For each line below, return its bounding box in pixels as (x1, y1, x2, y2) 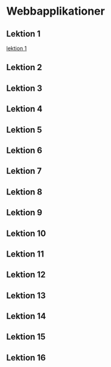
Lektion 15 (6, 332, 45, 342)
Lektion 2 (6, 62, 42, 73)
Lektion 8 (6, 187, 42, 197)
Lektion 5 (6, 124, 42, 135)
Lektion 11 (6, 249, 44, 259)
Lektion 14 (6, 311, 47, 321)
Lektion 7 (6, 166, 42, 176)
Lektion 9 (6, 207, 42, 218)
